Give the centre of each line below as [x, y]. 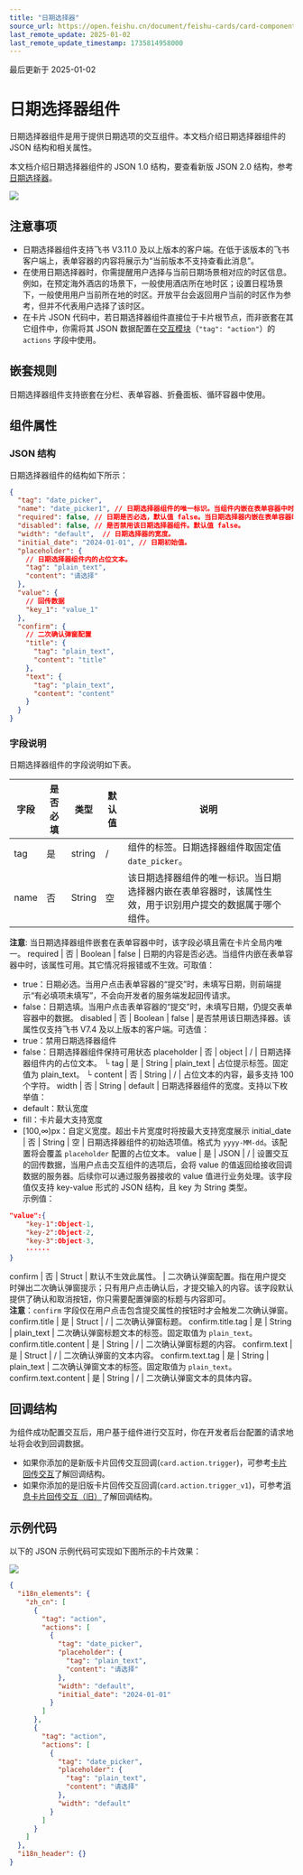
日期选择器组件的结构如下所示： [69, 475]
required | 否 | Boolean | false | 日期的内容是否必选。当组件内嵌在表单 [156, 954]
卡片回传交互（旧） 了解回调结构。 [94, 1497]
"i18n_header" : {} [52, 1854]
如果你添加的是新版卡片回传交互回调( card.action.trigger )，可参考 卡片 [155, 1462]
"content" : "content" [74, 693]
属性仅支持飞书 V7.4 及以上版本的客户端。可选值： [116, 1029]
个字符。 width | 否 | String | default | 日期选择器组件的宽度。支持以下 [151, 1086]
